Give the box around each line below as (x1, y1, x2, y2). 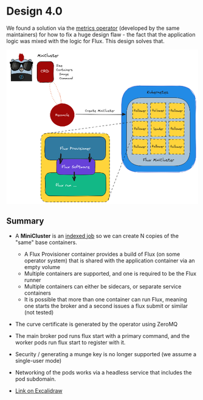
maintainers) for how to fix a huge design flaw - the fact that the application (6, 30, 196, 38)
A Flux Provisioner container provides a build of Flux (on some (24, 250, 181, 258)
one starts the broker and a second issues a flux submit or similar (24, 302, 188, 309)
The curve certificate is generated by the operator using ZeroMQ (15, 320, 178, 328)
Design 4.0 (6, 4, 63, 18)
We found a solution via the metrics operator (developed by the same (6, 24, 180, 32)
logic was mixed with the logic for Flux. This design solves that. (6, 37, 165, 44)
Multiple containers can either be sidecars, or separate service (24, 282, 182, 290)
